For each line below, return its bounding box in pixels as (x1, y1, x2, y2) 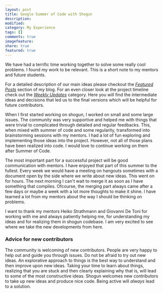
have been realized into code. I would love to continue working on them (5, 143, 148, 148)
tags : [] (5, 30, 23, 35)
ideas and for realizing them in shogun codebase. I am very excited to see (5, 218, 153, 225)
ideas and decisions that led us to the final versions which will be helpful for (5, 97, 157, 103)
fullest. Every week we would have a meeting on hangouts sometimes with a (5, 167, 158, 173)
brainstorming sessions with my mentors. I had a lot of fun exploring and (5, 132, 150, 138)
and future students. (5, 72, 46, 78)
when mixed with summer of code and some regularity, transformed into (5, 127, 150, 133)
